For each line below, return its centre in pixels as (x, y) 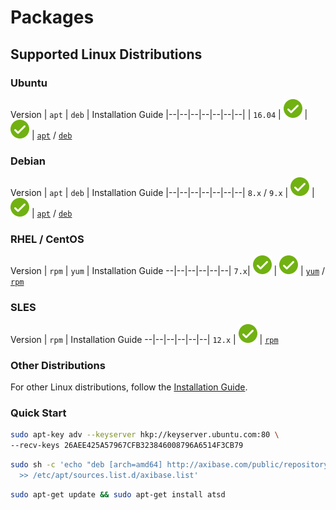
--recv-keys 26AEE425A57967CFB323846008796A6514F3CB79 (127, 446)
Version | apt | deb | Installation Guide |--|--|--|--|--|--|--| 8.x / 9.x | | (162, 193)
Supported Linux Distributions (106, 54)
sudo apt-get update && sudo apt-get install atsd (118, 494)
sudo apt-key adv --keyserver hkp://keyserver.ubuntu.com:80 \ (145, 435)
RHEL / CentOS (47, 239)
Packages (52, 17)
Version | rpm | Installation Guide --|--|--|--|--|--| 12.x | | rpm (144, 339)
